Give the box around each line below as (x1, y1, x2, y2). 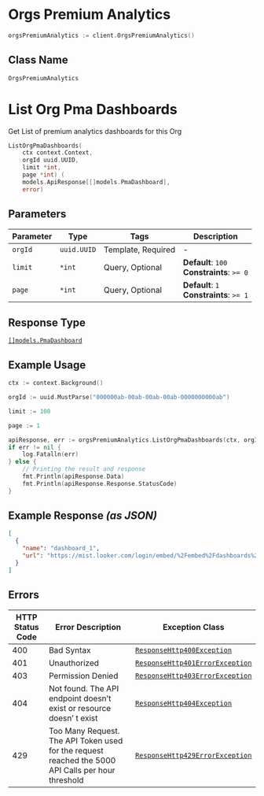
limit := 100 (8, 407, 51, 415)
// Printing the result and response (22, 465, 146, 473)
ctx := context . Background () (8, 379, 104, 387)
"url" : (22, 552, 44, 560)
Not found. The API (48, 683, 119, 694)
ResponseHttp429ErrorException (134, 750, 252, 760)
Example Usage (8, 358, 86, 372)
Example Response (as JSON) (8, 509, 157, 523)
